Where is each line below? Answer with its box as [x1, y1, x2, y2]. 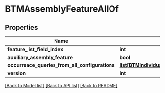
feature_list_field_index [7, 46, 64, 53]
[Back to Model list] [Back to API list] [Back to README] [5, 83, 118, 88]
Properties [5, 23, 38, 31]
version [7, 70, 26, 77]
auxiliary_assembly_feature [7, 54, 73, 61]
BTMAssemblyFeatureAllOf [5, 3, 119, 15]
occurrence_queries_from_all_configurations [7, 62, 115, 68]
